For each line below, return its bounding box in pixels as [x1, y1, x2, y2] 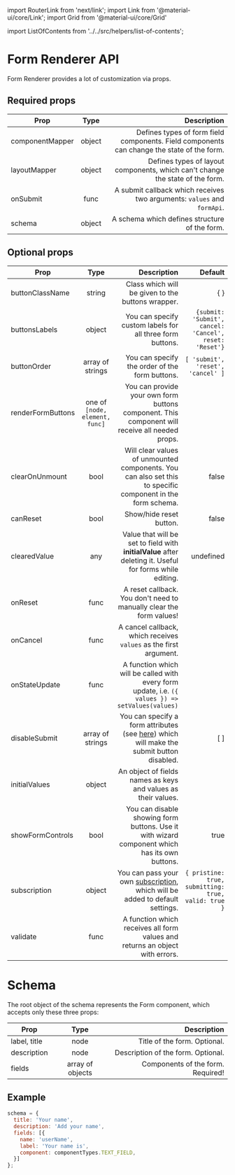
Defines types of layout [148, 156, 225, 166]
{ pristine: [185, 868, 225, 877]
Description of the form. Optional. [114, 1048, 225, 1057]
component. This [122, 407, 178, 417]
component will [128, 416, 178, 426]
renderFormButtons [10, 407, 76, 417]
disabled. [148, 755, 178, 765]
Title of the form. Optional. [138, 1036, 225, 1046]
